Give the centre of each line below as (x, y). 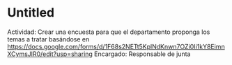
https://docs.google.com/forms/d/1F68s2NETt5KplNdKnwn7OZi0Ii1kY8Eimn (116, 46)
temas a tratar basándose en (48, 39)
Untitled (31, 13)
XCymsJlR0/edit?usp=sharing (50, 54)
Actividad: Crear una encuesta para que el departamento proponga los (109, 32)
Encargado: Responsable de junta (142, 54)
